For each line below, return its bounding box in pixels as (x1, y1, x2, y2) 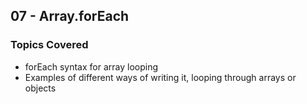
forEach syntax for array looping (24, 60, 159, 73)
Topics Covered (10, 38, 89, 52)
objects (24, 82, 57, 94)
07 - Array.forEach (10, 8, 130, 25)
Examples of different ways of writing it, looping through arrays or (24, 71, 297, 83)
